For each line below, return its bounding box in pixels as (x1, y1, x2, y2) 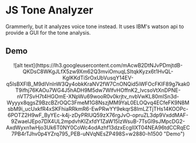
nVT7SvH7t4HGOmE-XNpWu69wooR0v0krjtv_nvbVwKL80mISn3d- (16, 93, 180, 100)
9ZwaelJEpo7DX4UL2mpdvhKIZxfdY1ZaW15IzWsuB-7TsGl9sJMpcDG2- (11, 118, 185, 125)
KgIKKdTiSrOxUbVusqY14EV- (62, 74, 134, 81)
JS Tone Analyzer (5, 4, 93, 17)
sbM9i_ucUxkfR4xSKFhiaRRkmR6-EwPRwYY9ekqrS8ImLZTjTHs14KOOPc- (7, 105, 189, 112)
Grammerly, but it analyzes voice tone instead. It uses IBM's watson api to (5, 23, 184, 30)
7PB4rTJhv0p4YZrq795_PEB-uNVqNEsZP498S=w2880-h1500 (11, 130, 163, 137)
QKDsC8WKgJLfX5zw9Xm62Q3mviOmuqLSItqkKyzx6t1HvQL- (22, 68, 174, 75)
